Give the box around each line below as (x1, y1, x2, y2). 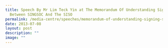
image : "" (5, 35, 26, 40)
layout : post (5, 26, 32, 31)
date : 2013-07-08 (5, 21, 41, 26)
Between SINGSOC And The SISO (9, 12, 72, 17)
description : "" (5, 30, 39, 35)
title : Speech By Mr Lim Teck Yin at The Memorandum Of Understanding (5, 7, 155, 12)
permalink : (5, 16, 28, 21)
